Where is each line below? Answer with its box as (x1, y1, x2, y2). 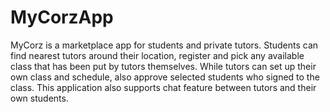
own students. (10, 92, 69, 104)
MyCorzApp (10, 6, 114, 29)
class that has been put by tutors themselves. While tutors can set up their (10, 60, 317, 72)
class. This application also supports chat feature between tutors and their (10, 81, 317, 93)
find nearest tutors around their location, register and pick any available (10, 49, 305, 61)
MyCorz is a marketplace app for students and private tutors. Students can (10, 39, 319, 51)
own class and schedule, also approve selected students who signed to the (10, 71, 320, 83)
